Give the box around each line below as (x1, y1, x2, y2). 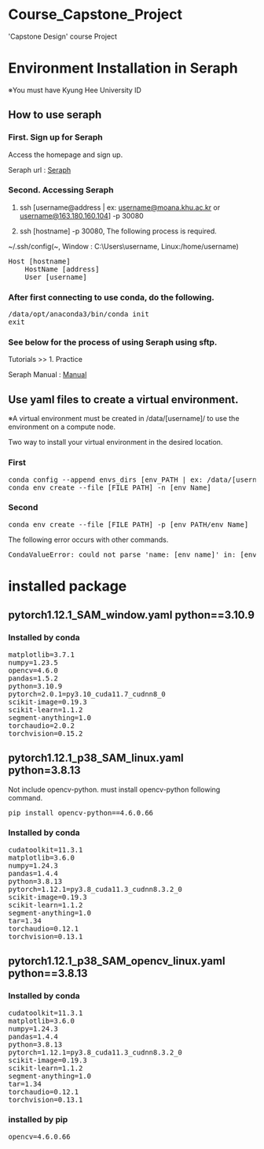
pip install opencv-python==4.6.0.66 (8, 808, 154, 817)
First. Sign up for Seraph (8, 132, 104, 143)
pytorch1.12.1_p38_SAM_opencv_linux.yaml (8, 954, 225, 968)
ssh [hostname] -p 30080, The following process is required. (19, 226, 218, 236)
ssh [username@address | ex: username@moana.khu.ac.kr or (19, 203, 221, 212)
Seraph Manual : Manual (8, 370, 87, 379)
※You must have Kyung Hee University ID (8, 85, 141, 95)
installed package (8, 577, 127, 595)
